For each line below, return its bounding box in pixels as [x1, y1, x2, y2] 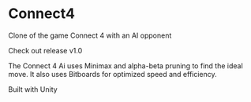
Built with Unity [8, 84, 58, 94]
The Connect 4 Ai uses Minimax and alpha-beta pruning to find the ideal [8, 60, 243, 71]
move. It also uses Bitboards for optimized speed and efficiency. [8, 69, 217, 78]
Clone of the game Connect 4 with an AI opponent [8, 31, 172, 40]
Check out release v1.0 [8, 46, 83, 55]
